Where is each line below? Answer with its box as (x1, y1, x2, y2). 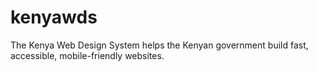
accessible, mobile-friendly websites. (10, 49, 165, 61)
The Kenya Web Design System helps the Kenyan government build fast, (10, 39, 309, 51)
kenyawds (10, 6, 98, 29)
